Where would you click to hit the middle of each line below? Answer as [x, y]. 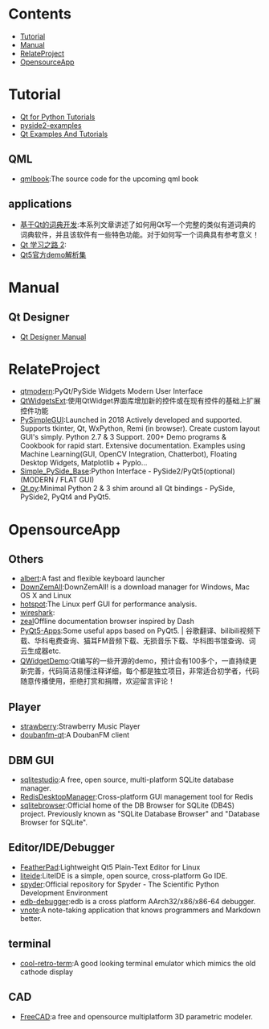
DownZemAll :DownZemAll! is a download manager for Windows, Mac [135, 587]
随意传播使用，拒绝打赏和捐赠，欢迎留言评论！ [97, 681]
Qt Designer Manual [53, 337]
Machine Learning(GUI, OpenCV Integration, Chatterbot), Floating [128, 454]
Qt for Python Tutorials [57, 117]
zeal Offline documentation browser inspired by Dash [107, 622]
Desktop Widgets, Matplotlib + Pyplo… [84, 463]
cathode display [47, 972]
